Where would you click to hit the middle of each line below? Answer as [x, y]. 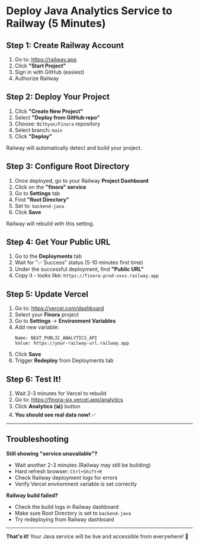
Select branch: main [38, 130]
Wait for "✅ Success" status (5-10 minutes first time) [79, 263]
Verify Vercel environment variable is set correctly [76, 484]
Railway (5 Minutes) [56, 23]
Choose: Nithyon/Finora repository [57, 124]
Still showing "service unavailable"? [52, 453]
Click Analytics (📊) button [47, 406]
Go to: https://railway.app [46, 59]
